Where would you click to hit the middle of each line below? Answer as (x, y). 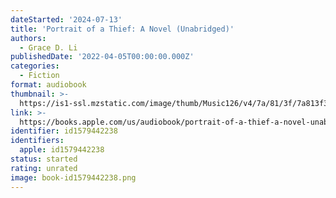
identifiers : (37, 141)
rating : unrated (44, 168)
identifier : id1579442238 (64, 131)
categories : (35, 66)
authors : (28, 38)
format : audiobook (48, 85)
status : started (44, 159)
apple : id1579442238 (62, 150)
